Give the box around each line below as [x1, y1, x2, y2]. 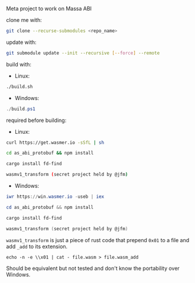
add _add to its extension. [6, 243, 68, 250]
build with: [6, 60, 31, 67]
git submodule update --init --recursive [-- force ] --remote [6, 50, 160, 56]
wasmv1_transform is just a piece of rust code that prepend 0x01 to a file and [6, 236, 190, 243]
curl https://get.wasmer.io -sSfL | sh [6, 139, 105, 146]
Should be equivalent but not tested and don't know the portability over [6, 265, 180, 272]
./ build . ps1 [6, 106, 35, 112]
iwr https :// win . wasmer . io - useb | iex [6, 194, 105, 200]
